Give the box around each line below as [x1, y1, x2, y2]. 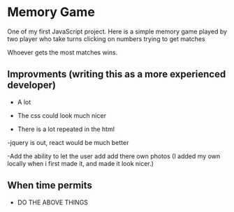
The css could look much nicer [17, 111, 107, 119]
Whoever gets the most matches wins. [7, 48, 118, 56]
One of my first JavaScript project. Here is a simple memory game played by [7, 27, 228, 36]
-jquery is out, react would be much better [7, 138, 129, 146]
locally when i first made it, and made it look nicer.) [7, 159, 154, 167]
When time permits [7, 179, 93, 192]
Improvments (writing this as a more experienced [7, 68, 226, 80]
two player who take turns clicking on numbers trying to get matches [7, 34, 205, 43]
